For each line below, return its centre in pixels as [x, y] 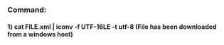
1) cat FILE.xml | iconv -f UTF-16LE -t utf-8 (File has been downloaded [112, 27]
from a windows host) [40, 34]
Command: [27, 10]
